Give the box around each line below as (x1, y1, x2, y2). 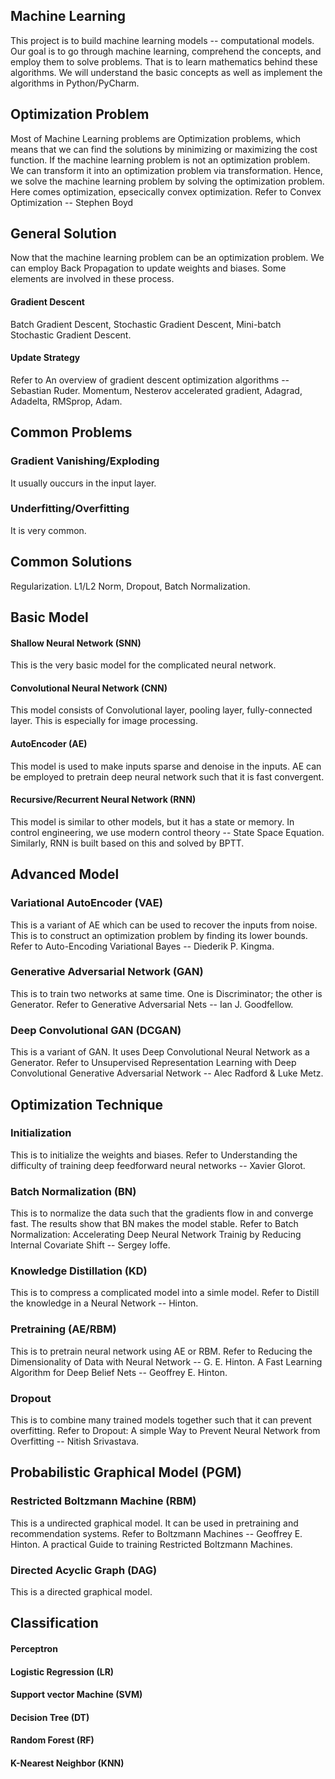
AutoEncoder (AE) (10, 738, 88, 750)
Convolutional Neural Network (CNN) (10, 682, 168, 694)
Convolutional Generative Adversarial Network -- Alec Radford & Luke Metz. (10, 1067, 324, 1079)
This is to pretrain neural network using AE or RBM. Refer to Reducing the (10, 1345, 313, 1357)
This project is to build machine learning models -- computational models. (10, 34, 315, 46)
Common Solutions (10, 554, 133, 571)
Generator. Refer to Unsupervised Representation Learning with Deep (10, 1057, 297, 1069)
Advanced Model (10, 866, 120, 883)
